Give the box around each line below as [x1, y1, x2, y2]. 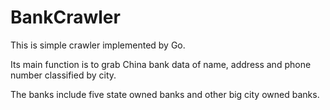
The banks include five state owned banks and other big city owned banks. [10, 88, 320, 100]
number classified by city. [10, 69, 117, 81]
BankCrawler [10, 6, 121, 29]
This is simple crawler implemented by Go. [10, 39, 186, 51]
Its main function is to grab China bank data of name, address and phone [10, 58, 312, 70]
